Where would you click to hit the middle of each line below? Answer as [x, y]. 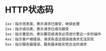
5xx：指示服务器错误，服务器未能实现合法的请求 [46, 44]
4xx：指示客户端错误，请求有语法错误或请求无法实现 [49, 39]
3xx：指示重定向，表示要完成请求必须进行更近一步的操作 [53, 34]
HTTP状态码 [29, 10]
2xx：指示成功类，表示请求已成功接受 [37, 29]
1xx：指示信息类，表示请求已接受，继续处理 [42, 24]
